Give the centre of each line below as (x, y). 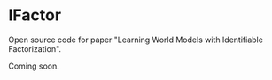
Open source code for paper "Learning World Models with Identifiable (136, 40)
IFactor (35, 15)
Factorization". (35, 48)
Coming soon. (34, 66)
